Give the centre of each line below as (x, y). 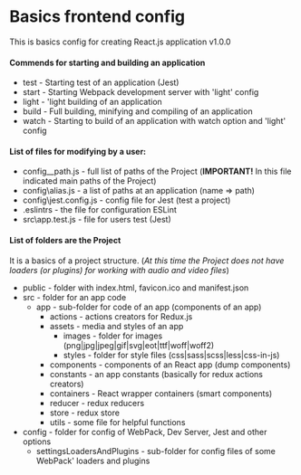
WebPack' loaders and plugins (93, 461)
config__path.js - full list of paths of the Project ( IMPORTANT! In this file (157, 171)
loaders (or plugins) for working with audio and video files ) (119, 270)
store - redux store (85, 413)
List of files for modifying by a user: (78, 151)
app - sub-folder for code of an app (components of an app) (149, 307)
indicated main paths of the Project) (89, 181)
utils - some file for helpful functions (117, 422)
